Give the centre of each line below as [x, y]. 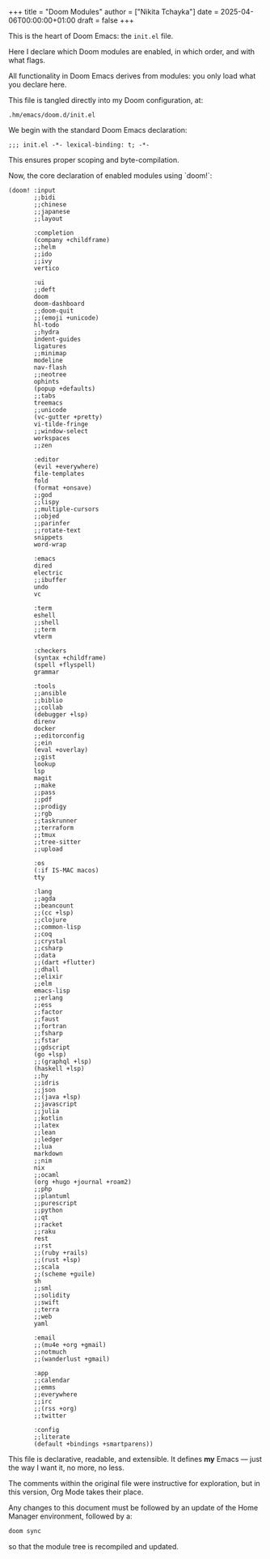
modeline [48, 360]
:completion [54, 233]
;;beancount [54, 906]
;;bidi [45, 198]
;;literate [52, 1437]
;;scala [46, 1267]
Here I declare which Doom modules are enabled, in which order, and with [132, 51]
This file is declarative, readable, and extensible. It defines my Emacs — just [135, 1459]
